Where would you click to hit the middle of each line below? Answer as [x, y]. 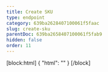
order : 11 [19, 46]
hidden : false [24, 40]
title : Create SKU [30, 12]
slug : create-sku [28, 29]
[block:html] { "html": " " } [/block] [49, 63]
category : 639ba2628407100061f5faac [53, 23]
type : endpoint [26, 18]
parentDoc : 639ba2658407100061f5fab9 [54, 34]
